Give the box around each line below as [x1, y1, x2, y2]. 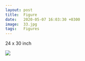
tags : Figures [5, 26, 39, 32]
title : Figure [5, 12, 37, 17]
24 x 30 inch [5, 40, 32, 46]
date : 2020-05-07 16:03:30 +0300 [5, 17, 80, 22]
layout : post [5, 7, 33, 13]
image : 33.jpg [5, 21, 37, 27]
